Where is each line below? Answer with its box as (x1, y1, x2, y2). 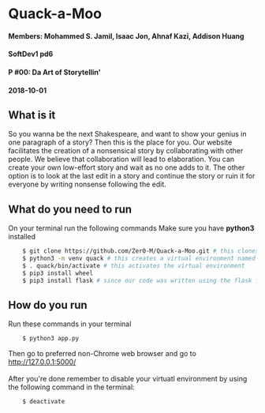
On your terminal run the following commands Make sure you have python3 (8, 223, 255, 233)
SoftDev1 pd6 (8, 49, 54, 59)
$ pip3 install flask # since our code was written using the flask (22, 276, 252, 284)
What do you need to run (8, 202, 132, 216)
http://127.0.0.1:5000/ (8, 357, 77, 367)
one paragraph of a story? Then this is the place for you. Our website (8, 137, 233, 147)
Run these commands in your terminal (8, 319, 132, 329)
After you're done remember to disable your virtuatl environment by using (8, 374, 248, 384)
